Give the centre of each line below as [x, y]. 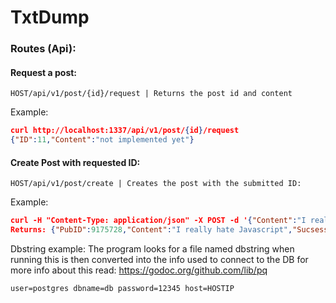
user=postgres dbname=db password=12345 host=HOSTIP [122, 289]
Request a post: [44, 72]
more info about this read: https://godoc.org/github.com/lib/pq [139, 270]
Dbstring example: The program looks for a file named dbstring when [152, 249]
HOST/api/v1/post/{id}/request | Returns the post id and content [151, 94]
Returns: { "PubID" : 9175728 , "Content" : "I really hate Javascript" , [151, 230]
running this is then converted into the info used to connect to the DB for [159, 260]
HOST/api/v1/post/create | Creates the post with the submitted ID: [156, 184]
